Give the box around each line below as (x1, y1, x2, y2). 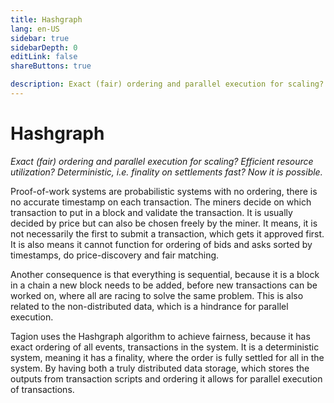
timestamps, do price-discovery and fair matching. (10, 249, 220, 261)
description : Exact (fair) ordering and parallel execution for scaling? (10, 79, 325, 90)
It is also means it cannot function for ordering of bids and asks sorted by (10, 238, 313, 250)
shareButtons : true (10, 61, 92, 71)
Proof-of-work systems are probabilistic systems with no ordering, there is (10, 185, 318, 197)
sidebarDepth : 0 (10, 42, 78, 53)
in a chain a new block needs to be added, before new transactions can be (10, 279, 318, 291)
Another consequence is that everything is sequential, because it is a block (10, 268, 320, 280)
